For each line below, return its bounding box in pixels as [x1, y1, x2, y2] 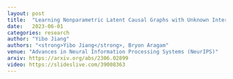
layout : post [7, 10, 45, 17]
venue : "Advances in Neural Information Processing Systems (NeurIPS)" [7, 49, 218, 56]
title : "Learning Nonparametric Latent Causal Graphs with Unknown [7, 16, 209, 23]
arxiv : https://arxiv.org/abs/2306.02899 [7, 55, 129, 62]
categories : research [7, 29, 70, 36]
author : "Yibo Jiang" [7, 36, 70, 43]
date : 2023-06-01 [7, 23, 64, 30]
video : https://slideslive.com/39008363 [7, 61, 126, 68]
